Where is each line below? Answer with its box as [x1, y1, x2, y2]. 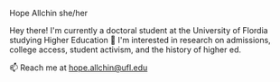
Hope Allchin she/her [9, 8, 89, 18]
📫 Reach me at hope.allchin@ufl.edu [9, 62, 148, 73]
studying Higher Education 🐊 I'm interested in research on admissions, [9, 35, 271, 45]
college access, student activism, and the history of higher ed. [9, 44, 242, 55]
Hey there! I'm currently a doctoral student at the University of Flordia [9, 25, 268, 35]
